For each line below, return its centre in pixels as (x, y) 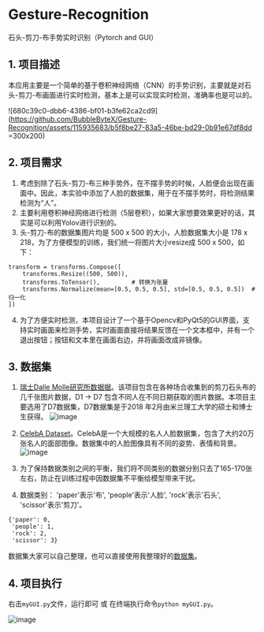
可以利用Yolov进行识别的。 (77, 222)
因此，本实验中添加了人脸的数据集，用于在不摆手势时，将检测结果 (147, 193)
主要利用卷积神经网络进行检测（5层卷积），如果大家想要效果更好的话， (134, 212)
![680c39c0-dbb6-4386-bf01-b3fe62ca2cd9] (83, 110)
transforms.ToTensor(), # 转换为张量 (95, 282)
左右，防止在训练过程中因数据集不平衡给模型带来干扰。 (109, 478)
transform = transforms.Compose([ (65, 267)
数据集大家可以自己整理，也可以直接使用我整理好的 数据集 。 (105, 556)
